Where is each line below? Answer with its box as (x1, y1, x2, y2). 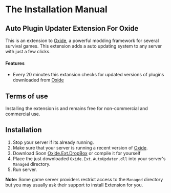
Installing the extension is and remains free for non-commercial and (5, 105, 148, 112)
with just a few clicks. (5, 49, 51, 54)
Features (5, 60, 25, 66)
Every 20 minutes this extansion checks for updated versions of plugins (12, 72, 164, 78)
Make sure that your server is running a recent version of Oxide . (12, 144, 148, 151)
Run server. (12, 166, 37, 173)
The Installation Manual (5, 4, 108, 15)
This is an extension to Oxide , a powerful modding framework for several (5, 37, 159, 44)
